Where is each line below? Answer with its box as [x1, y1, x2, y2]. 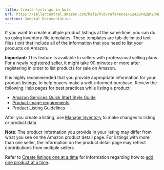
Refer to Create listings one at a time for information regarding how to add [5, 154, 154, 160]
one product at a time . [5, 160, 50, 166]
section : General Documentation [5, 16, 71, 21]
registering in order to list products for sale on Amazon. [5, 65, 116, 71]
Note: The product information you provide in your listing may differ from [5, 129, 152, 135]
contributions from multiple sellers [5, 145, 74, 151]
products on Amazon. [5, 45, 49, 51]
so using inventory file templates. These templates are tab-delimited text [5, 35, 151, 41]
